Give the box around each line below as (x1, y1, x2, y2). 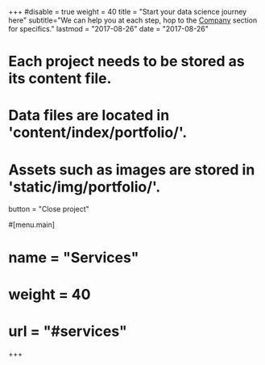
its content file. (8, 69, 112, 88)
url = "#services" (8, 322, 127, 340)
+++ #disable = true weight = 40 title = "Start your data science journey (8, 7, 247, 16)
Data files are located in (8, 107, 170, 124)
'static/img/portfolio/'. (8, 178, 161, 196)
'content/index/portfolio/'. (8, 124, 188, 142)
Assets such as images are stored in (8, 161, 255, 178)
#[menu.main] (8, 220, 55, 229)
